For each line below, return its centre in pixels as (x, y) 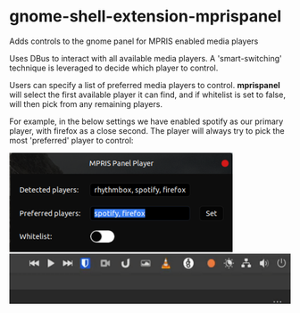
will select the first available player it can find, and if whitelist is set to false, (147, 95)
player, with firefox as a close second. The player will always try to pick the (147, 130)
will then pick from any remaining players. (86, 103)
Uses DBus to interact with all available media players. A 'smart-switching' (146, 58)
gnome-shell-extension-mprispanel (146, 16)
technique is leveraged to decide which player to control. (114, 68)
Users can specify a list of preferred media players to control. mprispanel (145, 85)
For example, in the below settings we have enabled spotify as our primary (146, 121)
